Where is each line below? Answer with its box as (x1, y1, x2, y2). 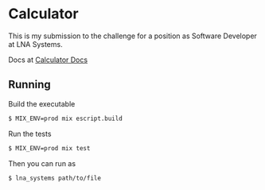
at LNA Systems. (8, 39, 63, 48)
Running (8, 78, 52, 91)
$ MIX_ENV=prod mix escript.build (8, 114, 123, 122)
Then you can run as (8, 158, 76, 168)
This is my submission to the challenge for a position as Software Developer (8, 31, 257, 41)
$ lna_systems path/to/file (8, 174, 102, 182)
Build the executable (8, 99, 76, 108)
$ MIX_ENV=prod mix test (8, 144, 91, 152)
